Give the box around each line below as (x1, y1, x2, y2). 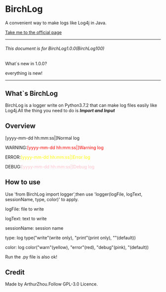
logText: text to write (5, 215, 47, 221)
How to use (5, 178, 41, 186)
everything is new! (5, 70, 43, 76)
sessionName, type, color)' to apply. (5, 196, 79, 202)
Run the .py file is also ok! (5, 253, 58, 260)
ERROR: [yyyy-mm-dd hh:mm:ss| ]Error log (5, 154, 90, 160)
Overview (5, 122, 36, 130)
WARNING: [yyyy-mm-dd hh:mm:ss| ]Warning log (5, 144, 104, 150)
